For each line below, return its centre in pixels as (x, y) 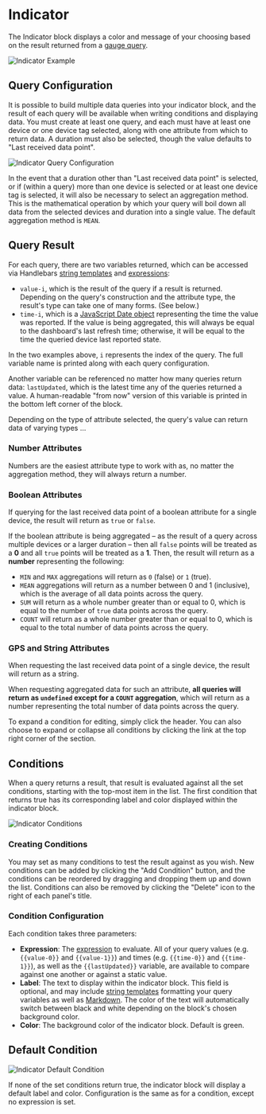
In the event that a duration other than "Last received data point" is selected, (133, 178)
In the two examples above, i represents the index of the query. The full (126, 354)
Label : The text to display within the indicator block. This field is (124, 983)
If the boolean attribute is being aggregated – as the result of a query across (133, 536)
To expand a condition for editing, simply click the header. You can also (125, 721)
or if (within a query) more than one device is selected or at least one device (133, 186)
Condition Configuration (56, 916)
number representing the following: (66, 561)
